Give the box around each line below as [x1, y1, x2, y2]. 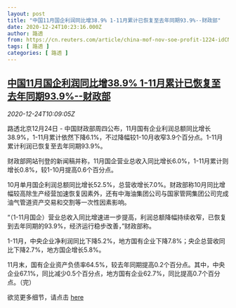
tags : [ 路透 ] [7, 43, 50, 50]
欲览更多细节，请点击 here [7, 293, 84, 301]
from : [7, 37, 23, 44]
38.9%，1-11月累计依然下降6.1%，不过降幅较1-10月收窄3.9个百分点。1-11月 [7, 133, 223, 141]
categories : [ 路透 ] [7, 50, 69, 57]
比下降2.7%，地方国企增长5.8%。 [7, 245, 105, 254]
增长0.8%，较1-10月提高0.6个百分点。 [7, 165, 118, 174]
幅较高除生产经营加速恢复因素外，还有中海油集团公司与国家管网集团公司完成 [7, 189, 229, 198]
